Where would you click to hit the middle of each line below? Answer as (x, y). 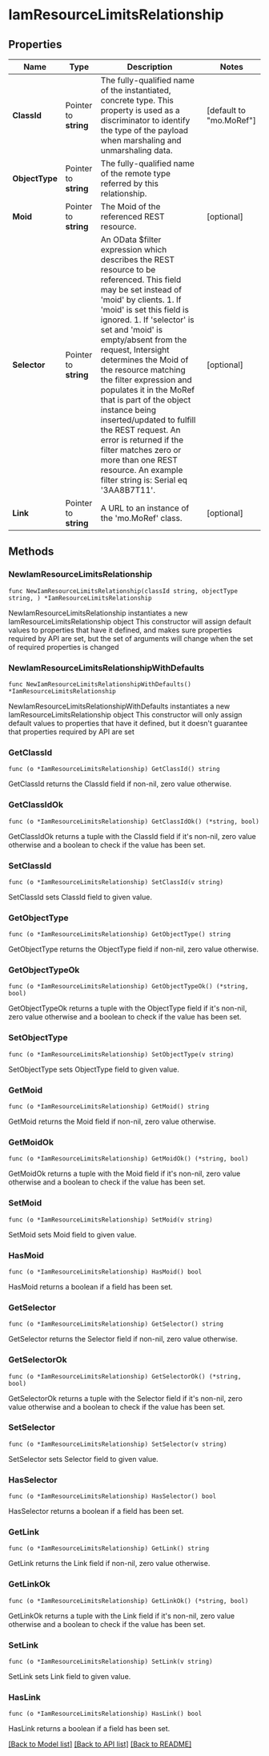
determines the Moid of (145, 360)
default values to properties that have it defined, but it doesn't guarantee (128, 723)
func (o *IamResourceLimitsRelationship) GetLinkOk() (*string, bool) (128, 1601)
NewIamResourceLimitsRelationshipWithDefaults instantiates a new (119, 706)
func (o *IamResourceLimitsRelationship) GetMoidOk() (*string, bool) (128, 1159)
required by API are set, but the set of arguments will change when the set (131, 638)
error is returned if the (142, 440)
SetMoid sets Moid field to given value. (72, 1234)
